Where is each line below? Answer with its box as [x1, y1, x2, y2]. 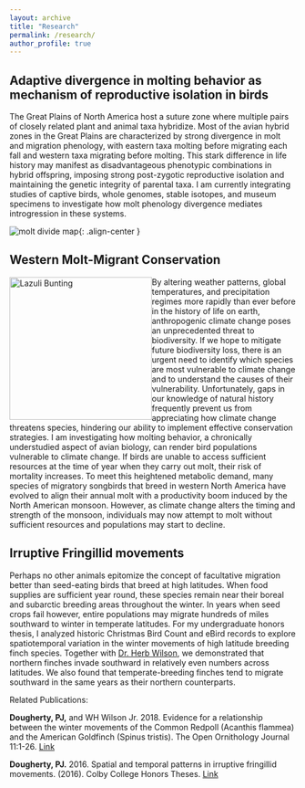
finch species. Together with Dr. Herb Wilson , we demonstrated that [9, 647, 265, 658]
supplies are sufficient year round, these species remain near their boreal [9, 589, 285, 600]
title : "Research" [9, 22, 79, 31]
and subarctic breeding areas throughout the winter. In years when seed [9, 599, 280, 610]
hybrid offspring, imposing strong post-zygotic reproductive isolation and [9, 170, 285, 181]
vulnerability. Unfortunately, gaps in [151, 383, 285, 394]
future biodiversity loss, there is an [151, 344, 282, 355]
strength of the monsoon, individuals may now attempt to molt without [9, 509, 273, 520]
